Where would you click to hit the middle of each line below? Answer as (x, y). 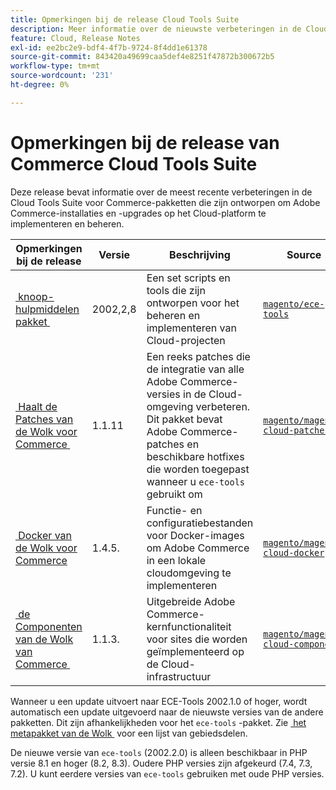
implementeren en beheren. (67, 223)
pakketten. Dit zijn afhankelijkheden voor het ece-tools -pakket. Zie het (158, 722)
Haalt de (38, 406)
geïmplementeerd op (195, 651)
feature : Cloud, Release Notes (75, 38)
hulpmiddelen (47, 309)
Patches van (44, 419)
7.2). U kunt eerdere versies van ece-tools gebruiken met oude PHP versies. (167, 773)
